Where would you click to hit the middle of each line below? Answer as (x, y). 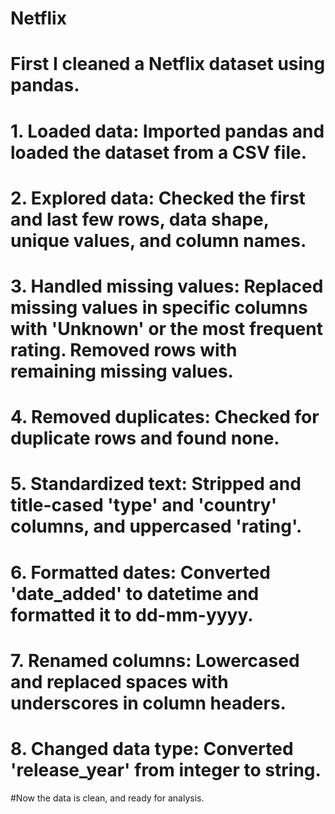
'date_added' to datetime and (135, 593)
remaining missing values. (122, 371)
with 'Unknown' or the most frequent (166, 328)
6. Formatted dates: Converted (140, 572)
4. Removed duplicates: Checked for (165, 417)
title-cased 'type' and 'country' (144, 505)
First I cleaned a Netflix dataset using (168, 64)
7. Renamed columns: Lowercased (155, 660)
